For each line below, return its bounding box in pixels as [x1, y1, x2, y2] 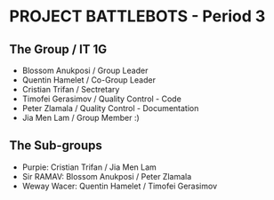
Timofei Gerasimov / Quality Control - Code [21, 93, 182, 104]
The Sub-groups [9, 138, 102, 153]
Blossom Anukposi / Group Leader [21, 65, 149, 76]
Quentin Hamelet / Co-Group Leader [21, 75, 156, 85]
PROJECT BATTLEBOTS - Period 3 [9, 6, 266, 27]
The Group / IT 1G [9, 42, 108, 57]
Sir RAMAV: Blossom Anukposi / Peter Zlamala [21, 171, 192, 181]
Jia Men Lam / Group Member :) [21, 113, 140, 123]
